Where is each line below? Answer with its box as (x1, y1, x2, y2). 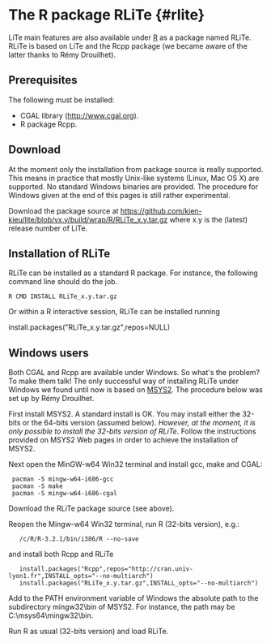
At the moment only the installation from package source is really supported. (8, 164, 264, 174)
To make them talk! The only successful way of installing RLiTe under (8, 376, 239, 386)
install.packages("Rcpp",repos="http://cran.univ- (19, 565, 194, 573)
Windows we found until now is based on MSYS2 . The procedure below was (8, 385, 263, 395)
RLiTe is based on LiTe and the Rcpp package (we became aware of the (8, 41, 248, 50)
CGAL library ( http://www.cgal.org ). (19, 110, 139, 120)
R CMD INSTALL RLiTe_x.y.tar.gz (8, 292, 117, 301)
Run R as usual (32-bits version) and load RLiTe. (8, 627, 169, 637)
